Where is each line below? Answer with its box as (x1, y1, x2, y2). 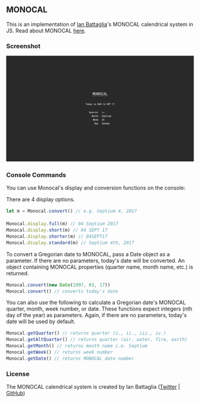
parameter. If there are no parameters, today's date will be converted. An (6, 257, 185, 264)
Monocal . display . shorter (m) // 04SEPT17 (6, 233, 108, 240)
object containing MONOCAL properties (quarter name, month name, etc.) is (6, 263, 193, 271)
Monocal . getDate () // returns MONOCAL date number (6, 355, 135, 361)
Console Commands (6, 171, 67, 179)
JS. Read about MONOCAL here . (6, 27, 86, 34)
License (6, 370, 30, 378)
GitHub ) (6, 389, 26, 397)
